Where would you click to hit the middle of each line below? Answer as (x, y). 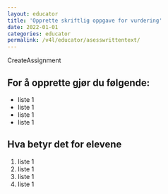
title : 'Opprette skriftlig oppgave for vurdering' (85, 21)
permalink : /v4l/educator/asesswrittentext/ (74, 40)
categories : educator (39, 34)
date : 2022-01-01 (33, 27)
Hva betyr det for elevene (65, 145)
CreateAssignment (34, 60)
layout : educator (33, 14)
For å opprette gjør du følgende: (79, 82)
